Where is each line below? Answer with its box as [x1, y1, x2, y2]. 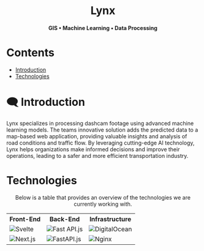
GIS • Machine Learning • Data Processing [48, 24, 158, 31]
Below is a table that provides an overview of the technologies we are [15, 193, 191, 201]
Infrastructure [89, 215, 132, 223]
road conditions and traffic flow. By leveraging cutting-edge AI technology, [6, 139, 195, 146]
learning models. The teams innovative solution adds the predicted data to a [6, 126, 198, 133]
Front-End [9, 215, 41, 223]
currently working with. [74, 200, 132, 208]
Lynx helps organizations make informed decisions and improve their [6, 145, 180, 153]
